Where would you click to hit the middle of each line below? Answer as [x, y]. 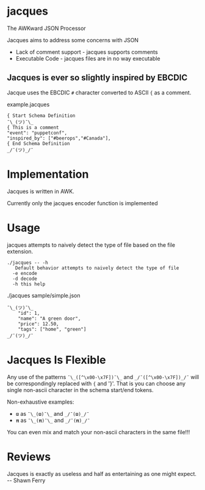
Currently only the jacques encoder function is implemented [82, 203]
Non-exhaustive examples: [41, 402]
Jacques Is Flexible [56, 360]
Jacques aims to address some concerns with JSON [73, 40]
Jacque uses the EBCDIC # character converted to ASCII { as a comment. [99, 92]
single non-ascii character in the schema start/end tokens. [81, 390]
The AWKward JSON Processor [46, 28]
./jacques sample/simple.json [44, 295]
